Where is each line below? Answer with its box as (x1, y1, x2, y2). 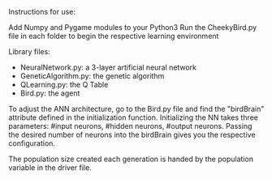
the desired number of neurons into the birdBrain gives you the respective (8, 130, 256, 139)
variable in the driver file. (8, 163, 92, 173)
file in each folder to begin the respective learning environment (8, 32, 219, 40)
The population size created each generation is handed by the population (8, 154, 254, 164)
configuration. (8, 139, 55, 148)
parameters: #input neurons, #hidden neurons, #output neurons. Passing (8, 121, 253, 130)
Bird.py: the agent (19, 88, 80, 98)
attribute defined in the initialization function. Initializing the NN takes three (8, 113, 258, 122)
